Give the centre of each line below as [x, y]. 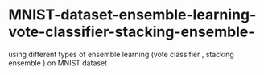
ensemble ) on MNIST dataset [58, 63]
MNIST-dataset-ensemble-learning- [132, 15]
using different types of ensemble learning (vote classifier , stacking [122, 54]
